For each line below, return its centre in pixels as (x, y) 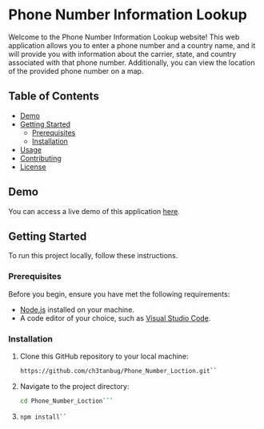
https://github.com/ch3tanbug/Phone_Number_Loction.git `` (118, 370)
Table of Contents (54, 97)
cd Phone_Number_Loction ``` (66, 401)
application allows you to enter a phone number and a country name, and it (132, 45)
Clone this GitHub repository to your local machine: (104, 356)
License (33, 167)
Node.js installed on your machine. (77, 310)
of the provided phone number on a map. (76, 71)
